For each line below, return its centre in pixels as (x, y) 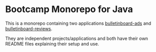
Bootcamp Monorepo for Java (69, 9)
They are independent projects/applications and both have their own (77, 38)
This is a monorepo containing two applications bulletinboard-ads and (78, 23)
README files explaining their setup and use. (52, 43)
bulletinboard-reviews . (29, 28)
